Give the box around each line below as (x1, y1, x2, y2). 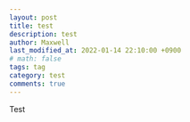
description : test (9, 29, 78, 38)
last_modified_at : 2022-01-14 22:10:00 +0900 (9, 46, 181, 55)
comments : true (9, 79, 66, 88)
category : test (9, 71, 66, 80)
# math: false (9, 54, 62, 63)
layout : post (9, 12, 58, 22)
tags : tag (9, 63, 46, 72)
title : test (9, 21, 54, 30)
